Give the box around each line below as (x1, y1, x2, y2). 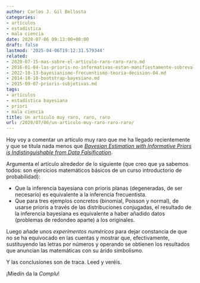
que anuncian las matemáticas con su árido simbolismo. (6, 247, 144, 254)
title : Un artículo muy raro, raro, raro (6, 114, 111, 120)
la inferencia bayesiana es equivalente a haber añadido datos (14, 210, 165, 217)
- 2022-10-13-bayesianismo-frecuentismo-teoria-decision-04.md (6, 70, 167, 76)
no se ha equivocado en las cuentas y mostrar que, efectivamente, (6, 234, 170, 242)
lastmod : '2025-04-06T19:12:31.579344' (6, 48, 105, 54)
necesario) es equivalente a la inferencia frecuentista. (14, 191, 147, 198)
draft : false (6, 42, 39, 48)
